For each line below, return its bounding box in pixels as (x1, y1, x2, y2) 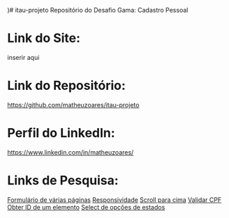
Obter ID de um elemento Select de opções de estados (7, 203, 165, 211)
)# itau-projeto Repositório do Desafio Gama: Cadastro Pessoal (7, 6, 189, 14)
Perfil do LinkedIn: (7, 125, 115, 141)
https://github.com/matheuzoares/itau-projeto (7, 100, 140, 109)
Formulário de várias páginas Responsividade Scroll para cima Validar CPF (7, 195, 222, 204)
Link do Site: (7, 31, 81, 46)
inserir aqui (7, 53, 40, 61)
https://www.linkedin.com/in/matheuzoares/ (7, 148, 134, 156)
